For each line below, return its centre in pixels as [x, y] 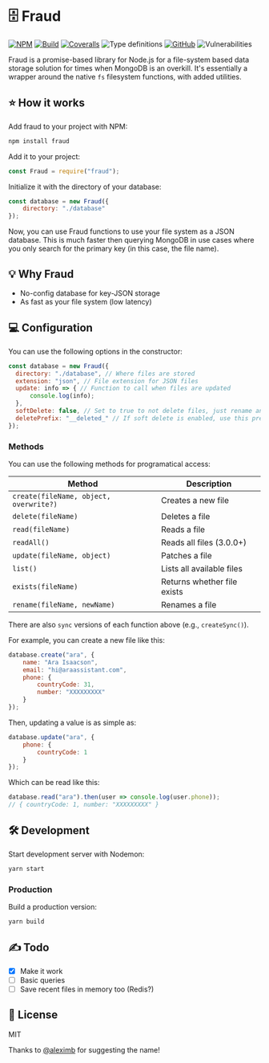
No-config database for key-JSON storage [90, 293]
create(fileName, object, [62, 496]
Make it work [41, 971]
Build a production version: [53, 907]
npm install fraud [39, 141]
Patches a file [187, 555]
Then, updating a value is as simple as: [72, 722]
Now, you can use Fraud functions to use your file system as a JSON [121, 231]
